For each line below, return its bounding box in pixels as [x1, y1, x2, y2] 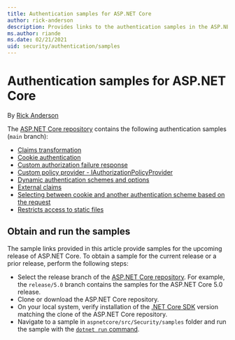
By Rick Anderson [7, 111, 59, 119]
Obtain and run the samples [7, 226, 131, 238]
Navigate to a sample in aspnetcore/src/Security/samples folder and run [17, 317, 227, 326]
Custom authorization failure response [17, 161, 128, 169]
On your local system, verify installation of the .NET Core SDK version [17, 302, 219, 311]
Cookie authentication [17, 153, 82, 161]
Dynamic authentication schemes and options [17, 175, 150, 184]
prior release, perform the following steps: [7, 259, 129, 267]
